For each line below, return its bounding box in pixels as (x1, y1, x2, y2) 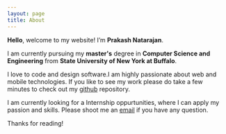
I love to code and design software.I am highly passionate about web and (7, 70, 217, 78)
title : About (7, 17, 45, 24)
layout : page (7, 10, 45, 17)
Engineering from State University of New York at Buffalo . (7, 56, 177, 65)
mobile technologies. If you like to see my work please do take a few (7, 77, 203, 85)
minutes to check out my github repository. (7, 85, 131, 93)
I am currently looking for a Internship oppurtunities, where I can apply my (7, 98, 220, 106)
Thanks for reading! (7, 119, 64, 127)
